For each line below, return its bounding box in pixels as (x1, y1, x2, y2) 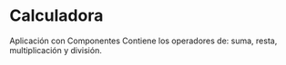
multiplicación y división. (9, 44, 102, 55)
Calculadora (9, 5, 104, 26)
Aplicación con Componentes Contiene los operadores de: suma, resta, (9, 35, 278, 46)
